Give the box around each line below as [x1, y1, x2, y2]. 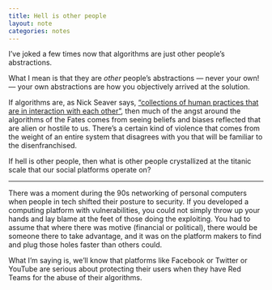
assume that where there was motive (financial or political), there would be [8, 223, 257, 232]
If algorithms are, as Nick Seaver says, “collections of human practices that [8, 98, 259, 108]
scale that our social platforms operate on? [8, 165, 151, 175]
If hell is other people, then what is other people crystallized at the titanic [8, 156, 252, 166]
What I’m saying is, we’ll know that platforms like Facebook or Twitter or [8, 256, 248, 266]
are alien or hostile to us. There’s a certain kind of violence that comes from [8, 123, 261, 134]
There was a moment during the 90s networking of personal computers [8, 188, 247, 198]
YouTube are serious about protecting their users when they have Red [8, 264, 241, 274]
